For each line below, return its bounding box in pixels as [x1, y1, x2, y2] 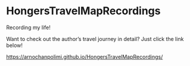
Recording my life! [6, 24, 51, 31]
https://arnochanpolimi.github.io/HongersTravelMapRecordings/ [6, 53, 163, 60]
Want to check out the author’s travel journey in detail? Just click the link [6, 35, 184, 42]
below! [6, 42, 23, 49]
